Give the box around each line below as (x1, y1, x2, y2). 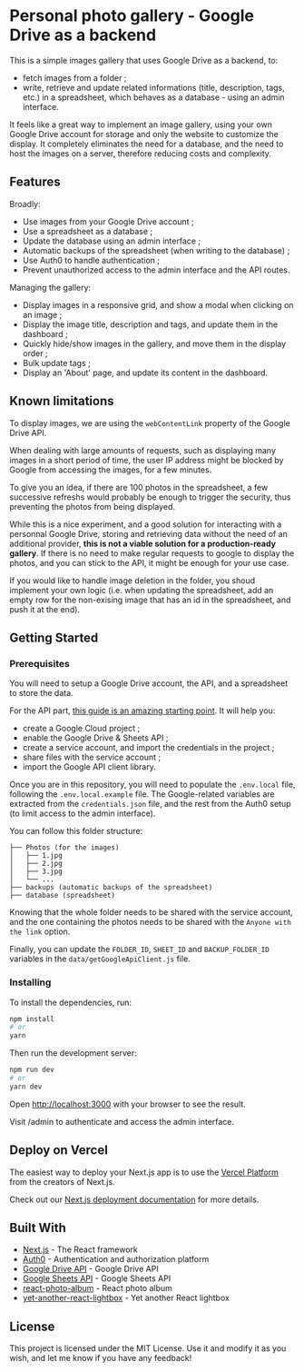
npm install (9, 1014, 54, 1023)
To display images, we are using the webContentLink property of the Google (9, 417, 290, 428)
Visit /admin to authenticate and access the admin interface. (9, 1116, 234, 1127)
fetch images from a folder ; (22, 72, 127, 83)
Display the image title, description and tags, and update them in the (22, 319, 279, 330)
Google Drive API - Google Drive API (22, 1264, 159, 1275)
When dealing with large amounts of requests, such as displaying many (9, 444, 277, 455)
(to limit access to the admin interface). (9, 808, 156, 819)
